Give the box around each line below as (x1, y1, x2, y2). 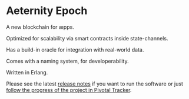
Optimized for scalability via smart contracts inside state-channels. (6, 35, 168, 42)
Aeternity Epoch (6, 4, 88, 18)
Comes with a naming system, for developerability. (6, 57, 130, 64)
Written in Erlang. (6, 69, 48, 76)
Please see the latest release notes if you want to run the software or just (6, 80, 184, 87)
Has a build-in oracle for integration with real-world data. (6, 46, 144, 53)
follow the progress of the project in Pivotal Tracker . (6, 86, 132, 93)
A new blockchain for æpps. (6, 23, 75, 30)
